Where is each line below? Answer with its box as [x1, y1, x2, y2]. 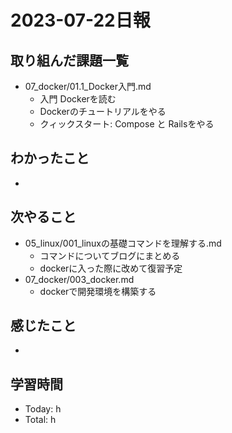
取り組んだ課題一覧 [10, 52, 129, 69]
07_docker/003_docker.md [24, 273, 135, 285]
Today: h [24, 403, 62, 415]
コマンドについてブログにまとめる [39, 249, 181, 261]
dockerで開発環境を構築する [39, 285, 157, 297]
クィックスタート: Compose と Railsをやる [39, 118, 215, 130]
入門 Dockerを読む [39, 93, 117, 105]
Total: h [24, 414, 57, 426]
